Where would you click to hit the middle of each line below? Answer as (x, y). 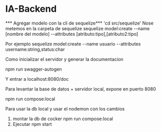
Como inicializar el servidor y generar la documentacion (65, 59)
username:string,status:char (35, 49)
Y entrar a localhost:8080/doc (37, 79)
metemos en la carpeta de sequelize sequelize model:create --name (77, 28)
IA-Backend (31, 9)
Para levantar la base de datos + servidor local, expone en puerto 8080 (81, 89)
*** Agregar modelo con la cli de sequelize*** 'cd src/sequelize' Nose (79, 23)
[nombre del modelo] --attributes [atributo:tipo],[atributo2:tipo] (72, 34)
